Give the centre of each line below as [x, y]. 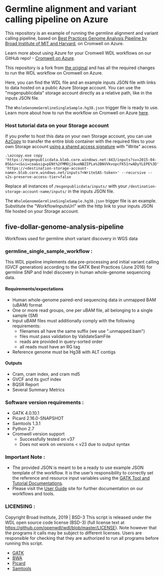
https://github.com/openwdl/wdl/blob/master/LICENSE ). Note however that [81, 527]
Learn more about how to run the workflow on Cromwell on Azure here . [77, 113]
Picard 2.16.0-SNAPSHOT [38, 419]
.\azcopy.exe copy [24, 156]
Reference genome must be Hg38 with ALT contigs [64, 352]
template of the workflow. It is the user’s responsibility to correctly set [83, 473]
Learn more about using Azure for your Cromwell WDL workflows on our [78, 53]
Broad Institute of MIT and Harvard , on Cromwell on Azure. [65, 43]
